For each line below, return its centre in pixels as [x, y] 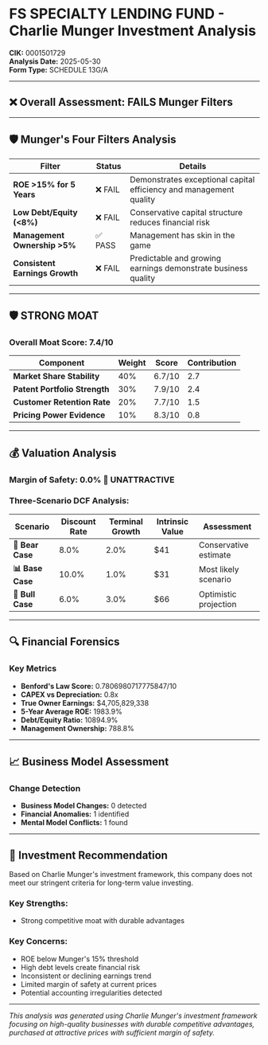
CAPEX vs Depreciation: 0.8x [69, 695]
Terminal [126, 521]
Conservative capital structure [186, 212]
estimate [215, 554]
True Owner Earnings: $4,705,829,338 [85, 703]
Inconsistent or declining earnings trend [86, 976]
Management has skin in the [182, 235]
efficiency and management [182, 190]
